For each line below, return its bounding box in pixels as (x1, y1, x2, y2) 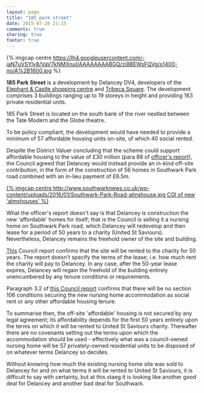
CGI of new (166, 191, 195, 198)
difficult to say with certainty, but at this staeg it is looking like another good (6, 373, 197, 380)
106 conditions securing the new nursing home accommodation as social (6, 291, 189, 298)
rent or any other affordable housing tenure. (6, 298, 117, 305)
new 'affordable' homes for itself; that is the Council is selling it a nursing (6, 216, 189, 223)
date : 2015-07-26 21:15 (6, 20, 67, 26)
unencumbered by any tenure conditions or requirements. (6, 273, 151, 280)
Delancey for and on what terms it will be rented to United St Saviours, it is (6, 367, 193, 374)
